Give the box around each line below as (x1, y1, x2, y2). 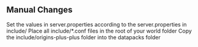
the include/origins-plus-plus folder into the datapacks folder (6, 33, 161, 41)
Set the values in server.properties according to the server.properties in (6, 20, 187, 28)
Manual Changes (6, 5, 73, 15)
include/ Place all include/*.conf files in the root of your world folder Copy (6, 27, 192, 34)
